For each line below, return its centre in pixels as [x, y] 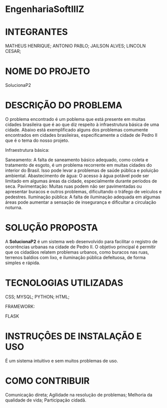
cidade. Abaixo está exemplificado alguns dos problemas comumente [77, 130]
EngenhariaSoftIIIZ [45, 9]
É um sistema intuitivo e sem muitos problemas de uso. [62, 361]
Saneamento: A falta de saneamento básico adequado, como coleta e [77, 160]
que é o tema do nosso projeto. [37, 140]
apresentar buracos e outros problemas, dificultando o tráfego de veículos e [83, 192]
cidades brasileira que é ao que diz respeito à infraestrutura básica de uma [82, 124]
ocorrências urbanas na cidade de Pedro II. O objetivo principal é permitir [81, 247]
